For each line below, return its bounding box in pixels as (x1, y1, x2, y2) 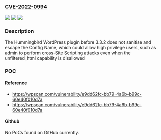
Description (5, 28, 34, 35)
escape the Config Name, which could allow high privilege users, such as (5, 44, 156, 50)
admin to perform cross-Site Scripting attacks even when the (5, 50, 131, 56)
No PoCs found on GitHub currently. (5, 129, 79, 135)
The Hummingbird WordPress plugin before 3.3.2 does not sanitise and (5, 39, 151, 45)
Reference (5, 80, 27, 86)
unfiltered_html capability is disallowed (5, 55, 85, 61)
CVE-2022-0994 (5, 3, 47, 10)
